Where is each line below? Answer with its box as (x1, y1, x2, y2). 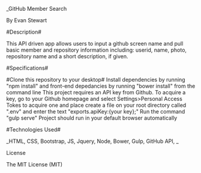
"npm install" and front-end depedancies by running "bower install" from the (6, 82, 196, 90)
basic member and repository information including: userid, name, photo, (6, 46, 187, 53)
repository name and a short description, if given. (6, 53, 128, 59)
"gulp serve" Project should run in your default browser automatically (6, 114, 178, 121)
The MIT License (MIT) (6, 161, 63, 168)
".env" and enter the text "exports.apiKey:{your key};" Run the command (6, 108, 185, 115)
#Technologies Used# (6, 126, 61, 133)
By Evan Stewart (6, 17, 47, 23)
